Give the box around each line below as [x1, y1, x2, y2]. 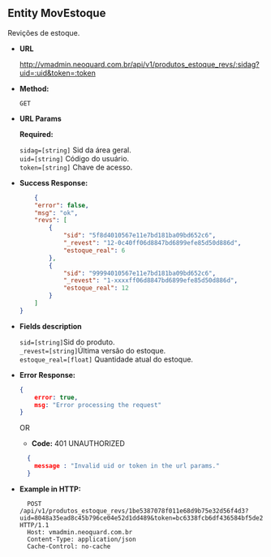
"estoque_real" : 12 [62, 284, 129, 293]
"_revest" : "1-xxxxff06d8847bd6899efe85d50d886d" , [62, 276, 239, 285]
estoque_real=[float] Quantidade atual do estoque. [19, 354, 194, 364]
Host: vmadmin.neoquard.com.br [27, 528, 133, 536]
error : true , [34, 393, 79, 401]
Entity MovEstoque [7, 6, 106, 20]
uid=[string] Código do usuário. [19, 153, 130, 163]
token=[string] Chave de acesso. [19, 162, 133, 172]
